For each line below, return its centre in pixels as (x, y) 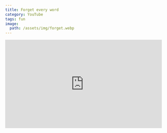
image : (12, 24)
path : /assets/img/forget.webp (42, 28)
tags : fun (15, 19)
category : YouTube (24, 14)
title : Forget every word (32, 10)
